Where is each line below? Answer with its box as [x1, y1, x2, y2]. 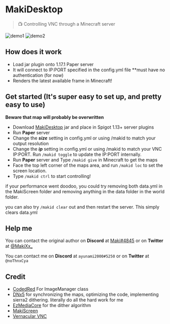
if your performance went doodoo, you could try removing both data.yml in [5, 183, 163, 189]
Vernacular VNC [12, 313, 47, 319]
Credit [5, 272, 26, 281]
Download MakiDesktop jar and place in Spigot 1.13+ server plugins [12, 124, 154, 130]
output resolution [12, 140, 49, 147]
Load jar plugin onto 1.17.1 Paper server [12, 61, 94, 67]
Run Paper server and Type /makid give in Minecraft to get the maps [12, 156, 158, 163]
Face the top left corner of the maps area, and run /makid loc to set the [12, 162, 163, 168]
